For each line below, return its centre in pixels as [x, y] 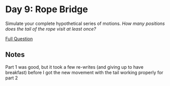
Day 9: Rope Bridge [47, 9]
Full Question [19, 39]
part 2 [12, 78]
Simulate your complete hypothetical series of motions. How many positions [85, 23]
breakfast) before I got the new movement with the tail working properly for [84, 72]
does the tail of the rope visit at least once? [51, 28]
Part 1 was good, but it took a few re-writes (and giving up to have [74, 67]
